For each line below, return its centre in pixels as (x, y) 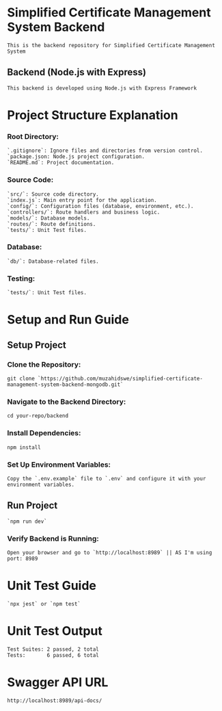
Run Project (32, 505)
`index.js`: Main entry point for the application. (82, 200)
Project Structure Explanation (93, 115)
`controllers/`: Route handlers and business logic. (84, 212)
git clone (21, 378)
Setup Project (37, 345)
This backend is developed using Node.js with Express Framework (102, 88)
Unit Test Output (55, 631)
